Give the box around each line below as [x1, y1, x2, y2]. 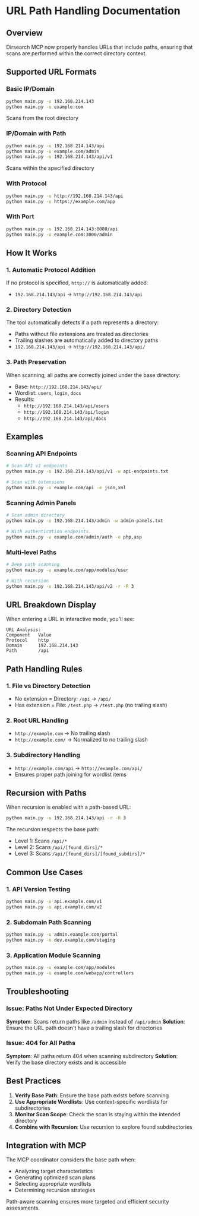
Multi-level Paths [6, 548, 56, 556]
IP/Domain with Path [6, 129, 67, 138]
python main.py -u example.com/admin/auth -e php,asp [6, 534, 143, 540]
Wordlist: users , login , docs [14, 389, 81, 396]
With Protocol [6, 179, 47, 188]
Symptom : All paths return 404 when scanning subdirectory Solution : [6, 1052, 178, 1059]
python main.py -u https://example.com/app [6, 198, 116, 204]
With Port [6, 213, 34, 221]
